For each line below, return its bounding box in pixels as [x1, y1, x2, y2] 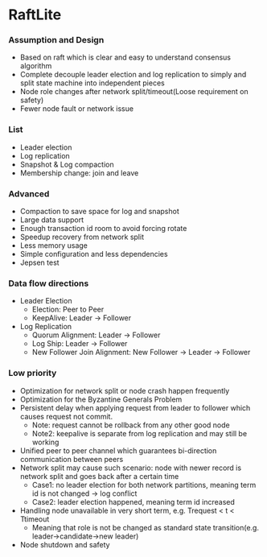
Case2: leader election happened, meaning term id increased [31, 497, 236, 506]
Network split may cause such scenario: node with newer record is [19, 463, 242, 472]
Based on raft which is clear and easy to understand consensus [19, 52, 232, 62]
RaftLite [8, 6, 62, 24]
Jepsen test [19, 258, 60, 267]
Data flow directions [8, 278, 89, 289]
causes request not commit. [19, 411, 113, 421]
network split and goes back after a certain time [19, 471, 179, 481]
